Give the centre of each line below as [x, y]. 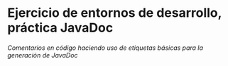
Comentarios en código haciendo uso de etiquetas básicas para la [105, 48]
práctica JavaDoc [60, 28]
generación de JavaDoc [43, 55]
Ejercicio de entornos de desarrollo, [115, 13]
